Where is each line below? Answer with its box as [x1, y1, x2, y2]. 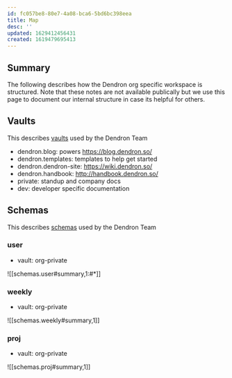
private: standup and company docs [17, 177, 122, 185]
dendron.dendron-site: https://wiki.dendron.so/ [17, 162, 153, 171]
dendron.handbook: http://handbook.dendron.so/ [17, 169, 158, 178]
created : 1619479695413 [7, 36, 76, 43]
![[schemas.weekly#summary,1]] [7, 316, 100, 324]
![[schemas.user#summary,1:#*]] [7, 269, 101, 278]
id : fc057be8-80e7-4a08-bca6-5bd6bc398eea [7, 10, 132, 17]
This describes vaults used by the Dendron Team [7, 134, 148, 142]
